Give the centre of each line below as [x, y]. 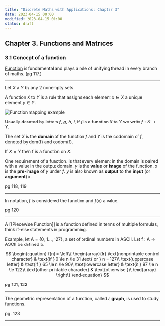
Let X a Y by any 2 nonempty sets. [40, 87]
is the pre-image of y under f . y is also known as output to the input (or [78, 171]
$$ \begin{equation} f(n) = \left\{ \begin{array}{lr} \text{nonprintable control [82, 254]
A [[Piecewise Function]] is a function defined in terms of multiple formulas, [82, 224]
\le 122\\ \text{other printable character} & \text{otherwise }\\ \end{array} [82, 269]
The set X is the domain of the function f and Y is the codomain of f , [74, 136]
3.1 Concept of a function [36, 57]
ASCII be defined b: [25, 244]
